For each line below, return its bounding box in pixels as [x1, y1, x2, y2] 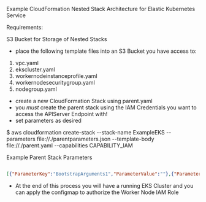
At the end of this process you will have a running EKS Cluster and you [15, 182, 194, 189]
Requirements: [6, 24, 43, 31]
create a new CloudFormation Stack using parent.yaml [15, 98, 153, 104]
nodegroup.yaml [15, 85, 57, 93]
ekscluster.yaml [15, 66, 55, 73]
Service [6, 12, 26, 19]
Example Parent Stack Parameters [6, 153, 93, 161]
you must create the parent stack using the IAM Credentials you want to [15, 104, 197, 111]
